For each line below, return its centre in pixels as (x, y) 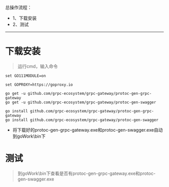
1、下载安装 (24, 18)
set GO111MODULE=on (26, 76)
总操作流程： (18, 7)
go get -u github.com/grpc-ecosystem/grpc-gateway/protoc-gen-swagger (81, 102)
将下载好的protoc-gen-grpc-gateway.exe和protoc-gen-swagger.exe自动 (88, 130)
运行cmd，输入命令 (37, 66)
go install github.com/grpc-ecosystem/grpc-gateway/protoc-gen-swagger (82, 120)
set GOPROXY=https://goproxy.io (39, 85)
